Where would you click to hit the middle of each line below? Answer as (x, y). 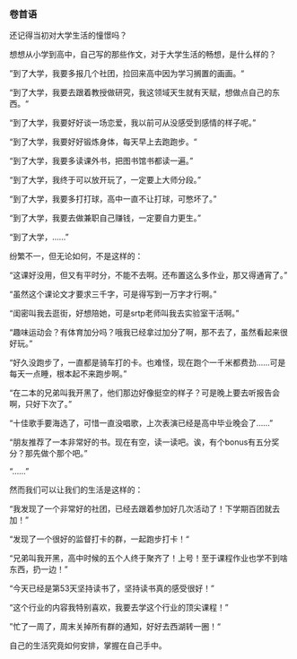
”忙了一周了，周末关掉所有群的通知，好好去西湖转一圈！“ (115, 627)
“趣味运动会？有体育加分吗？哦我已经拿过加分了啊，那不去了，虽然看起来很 (149, 333)
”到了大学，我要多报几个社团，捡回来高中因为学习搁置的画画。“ (127, 74)
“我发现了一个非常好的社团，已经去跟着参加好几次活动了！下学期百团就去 (145, 509)
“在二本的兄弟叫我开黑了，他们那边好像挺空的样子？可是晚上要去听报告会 (145, 393)
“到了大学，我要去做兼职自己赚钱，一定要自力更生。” (105, 218)
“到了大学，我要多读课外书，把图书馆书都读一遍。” (101, 161)
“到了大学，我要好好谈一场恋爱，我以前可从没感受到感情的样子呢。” (133, 123)
